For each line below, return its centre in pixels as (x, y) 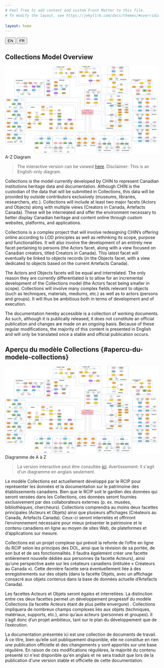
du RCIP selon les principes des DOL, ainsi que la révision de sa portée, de (80, 548)
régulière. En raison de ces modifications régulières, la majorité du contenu (81, 650)
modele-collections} (37, 357)
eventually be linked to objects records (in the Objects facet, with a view (78, 258)
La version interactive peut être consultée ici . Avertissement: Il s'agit (86, 467)
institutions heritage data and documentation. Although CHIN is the (72, 186)
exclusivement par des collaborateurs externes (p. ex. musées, (68, 502)
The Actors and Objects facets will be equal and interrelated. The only (75, 273)
